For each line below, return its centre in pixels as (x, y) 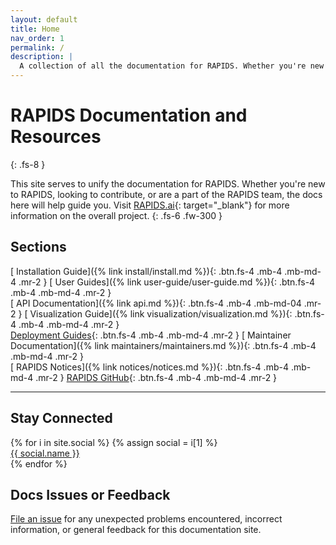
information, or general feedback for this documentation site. (136, 530)
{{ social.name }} (45, 453)
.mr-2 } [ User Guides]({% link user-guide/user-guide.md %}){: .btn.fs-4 (167, 282)
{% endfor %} (39, 463)
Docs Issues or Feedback (90, 494)
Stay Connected (61, 418)
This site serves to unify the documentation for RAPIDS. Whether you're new (168, 183)
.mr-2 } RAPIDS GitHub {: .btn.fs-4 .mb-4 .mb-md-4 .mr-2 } (156, 377)
